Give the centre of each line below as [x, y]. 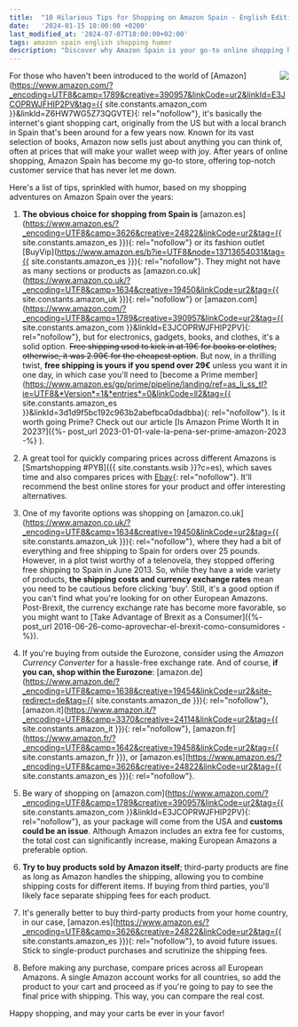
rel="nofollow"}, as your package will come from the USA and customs [153, 822]
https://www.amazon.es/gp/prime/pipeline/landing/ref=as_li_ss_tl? [146, 384]
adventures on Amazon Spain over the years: [92, 197]
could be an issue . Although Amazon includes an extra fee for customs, [153, 831]
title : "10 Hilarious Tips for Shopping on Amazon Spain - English [138, 17]
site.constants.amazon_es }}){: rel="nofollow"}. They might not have [156, 261]
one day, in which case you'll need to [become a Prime [122, 375]
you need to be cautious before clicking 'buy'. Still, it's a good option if [151, 589]
